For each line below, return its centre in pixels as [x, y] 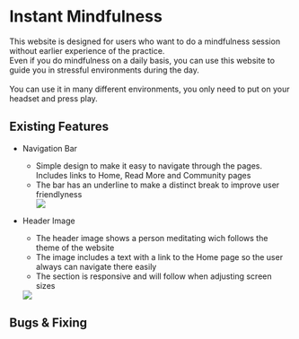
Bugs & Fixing [48, 323]
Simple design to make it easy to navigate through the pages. [149, 165]
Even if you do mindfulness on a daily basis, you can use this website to [142, 60]
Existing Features [59, 127]
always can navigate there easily [96, 266]
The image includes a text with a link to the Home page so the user [159, 256]
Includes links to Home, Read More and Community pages [143, 175]
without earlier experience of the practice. [87, 50]
